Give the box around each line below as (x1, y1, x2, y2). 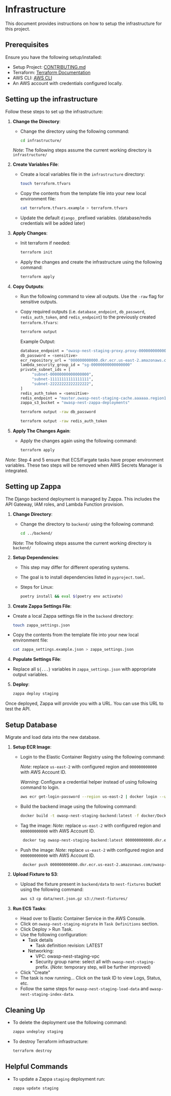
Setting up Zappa (5, 482, 61, 491)
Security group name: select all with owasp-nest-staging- (35, 959, 156, 965)
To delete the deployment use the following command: (12, 1019, 127, 1026)
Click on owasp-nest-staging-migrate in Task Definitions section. (20, 921, 159, 927)
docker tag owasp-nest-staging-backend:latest (22, 838, 123, 843)
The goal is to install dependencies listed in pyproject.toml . (20, 574, 146, 580)
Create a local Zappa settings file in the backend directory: (12, 613, 134, 619)
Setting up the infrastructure (5, 95, 98, 104)
